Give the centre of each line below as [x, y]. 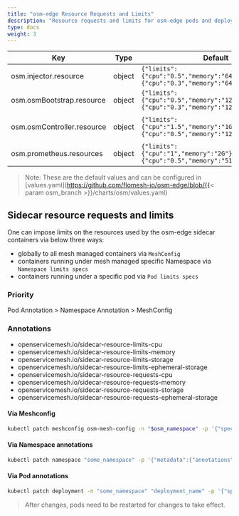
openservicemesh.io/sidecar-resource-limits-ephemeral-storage [112, 367]
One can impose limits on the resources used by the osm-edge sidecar [111, 232]
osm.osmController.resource [59, 127]
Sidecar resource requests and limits [91, 215]
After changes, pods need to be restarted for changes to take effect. [125, 505]
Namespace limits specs [53, 269]
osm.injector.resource [47, 76]
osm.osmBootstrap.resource [58, 100]
